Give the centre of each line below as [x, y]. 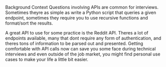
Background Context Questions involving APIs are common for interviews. [82, 7]
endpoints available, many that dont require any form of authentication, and [83, 38]
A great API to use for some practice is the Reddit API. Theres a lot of [77, 33]
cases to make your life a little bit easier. [47, 59]
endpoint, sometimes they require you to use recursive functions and [77, 18]
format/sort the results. [29, 23]
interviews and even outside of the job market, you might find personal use [83, 54]
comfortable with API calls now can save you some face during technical [80, 49]
